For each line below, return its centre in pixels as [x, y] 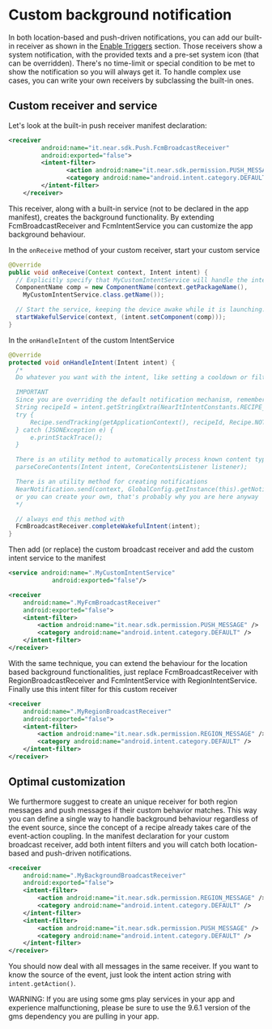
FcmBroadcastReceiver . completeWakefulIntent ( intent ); [108, 527]
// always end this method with [70, 519]
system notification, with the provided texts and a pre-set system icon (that [134, 54]
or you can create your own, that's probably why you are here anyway [137, 497]
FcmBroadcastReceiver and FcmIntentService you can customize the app [131, 225]
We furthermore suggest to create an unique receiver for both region [123, 801]
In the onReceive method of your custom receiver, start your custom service [134, 250]
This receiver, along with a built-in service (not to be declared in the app [129, 208]
